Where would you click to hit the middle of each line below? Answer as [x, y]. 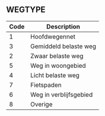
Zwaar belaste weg [57, 56]
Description [63, 26]
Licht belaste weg [55, 75]
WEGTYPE [26, 10]
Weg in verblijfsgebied [62, 95]
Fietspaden [46, 84]
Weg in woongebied [58, 65]
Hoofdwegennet [53, 36]
